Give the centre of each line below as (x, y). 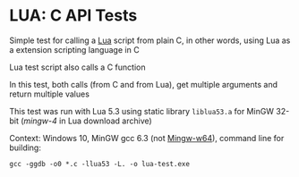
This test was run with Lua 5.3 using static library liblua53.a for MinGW (142, 111)
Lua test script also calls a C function (77, 67)
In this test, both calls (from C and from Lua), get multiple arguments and (144, 84)
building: (26, 147)
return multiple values (49, 94)
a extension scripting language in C (75, 49)
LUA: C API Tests (73, 16)
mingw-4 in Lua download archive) (88, 121)
